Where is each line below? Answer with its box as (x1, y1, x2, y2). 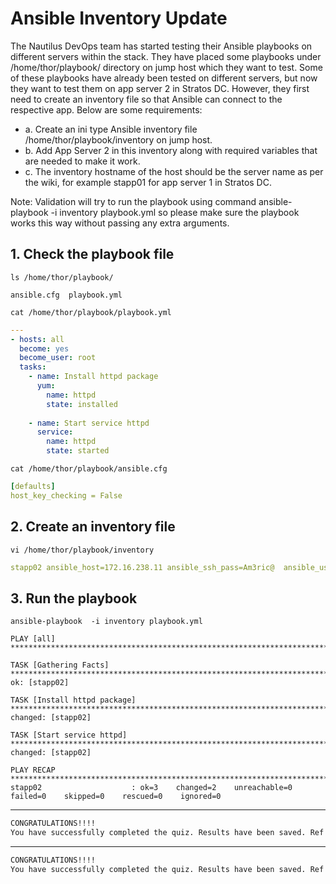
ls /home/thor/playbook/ (10, 272, 114, 282)
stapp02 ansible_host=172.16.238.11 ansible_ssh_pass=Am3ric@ (10, 562, 275, 572)
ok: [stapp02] (10, 678, 70, 688)
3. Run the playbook (10, 590, 138, 607)
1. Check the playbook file (10, 246, 175, 263)
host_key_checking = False (10, 490, 123, 501)
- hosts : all (10, 334, 65, 344)
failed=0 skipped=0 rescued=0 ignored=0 (10, 792, 222, 802)
